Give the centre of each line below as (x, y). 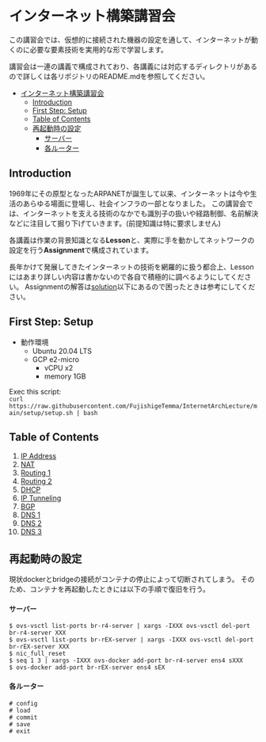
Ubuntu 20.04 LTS (62, 351)
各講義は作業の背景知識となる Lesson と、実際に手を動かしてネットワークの (132, 240)
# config (23, 703)
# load (20, 710)
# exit (20, 731)
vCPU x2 (59, 367)
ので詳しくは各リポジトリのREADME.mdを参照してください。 (109, 76)
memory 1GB (65, 376)
